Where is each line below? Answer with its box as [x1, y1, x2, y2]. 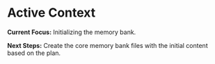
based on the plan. [7, 49, 61, 57]
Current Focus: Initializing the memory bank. [7, 28, 136, 36]
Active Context [7, 5, 96, 21]
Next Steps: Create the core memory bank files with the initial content [7, 41, 208, 49]
